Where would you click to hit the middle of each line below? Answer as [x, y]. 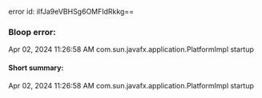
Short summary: [36, 68]
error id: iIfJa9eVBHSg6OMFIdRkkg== [71, 12]
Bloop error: [32, 32]
